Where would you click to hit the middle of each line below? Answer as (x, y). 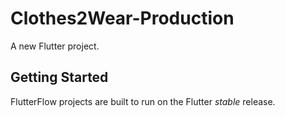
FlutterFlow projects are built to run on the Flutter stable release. (143, 101)
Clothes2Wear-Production (122, 18)
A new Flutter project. (55, 46)
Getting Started (59, 77)
